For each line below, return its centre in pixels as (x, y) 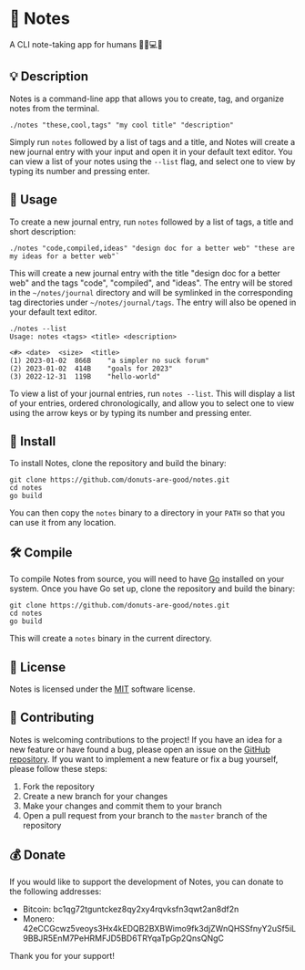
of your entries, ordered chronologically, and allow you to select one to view (152, 403)
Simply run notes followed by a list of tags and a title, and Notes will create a (152, 141)
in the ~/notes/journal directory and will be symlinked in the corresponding (151, 292)
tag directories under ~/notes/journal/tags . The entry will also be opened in (153, 302)
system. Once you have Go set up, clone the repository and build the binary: (152, 589)
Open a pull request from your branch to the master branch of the (145, 815)
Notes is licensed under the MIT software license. (102, 689)
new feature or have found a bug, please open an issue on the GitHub (140, 749)
